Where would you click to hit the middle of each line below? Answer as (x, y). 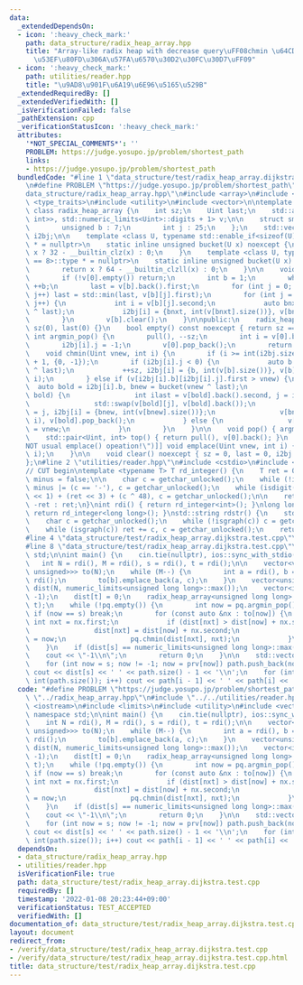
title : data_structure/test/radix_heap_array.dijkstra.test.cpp (133, 966)
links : (38, 160)
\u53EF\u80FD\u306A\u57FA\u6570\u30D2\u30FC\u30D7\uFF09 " (144, 60)
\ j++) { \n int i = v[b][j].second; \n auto (153, 303)
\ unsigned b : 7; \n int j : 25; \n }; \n (137, 228)
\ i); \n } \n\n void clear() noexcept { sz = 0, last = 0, (149, 454)
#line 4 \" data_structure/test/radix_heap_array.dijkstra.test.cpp (155, 538)
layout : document (42, 933)
